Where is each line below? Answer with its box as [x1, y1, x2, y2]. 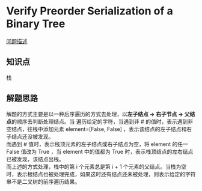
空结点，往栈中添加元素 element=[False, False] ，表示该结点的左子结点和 [6, 125, 187, 133]
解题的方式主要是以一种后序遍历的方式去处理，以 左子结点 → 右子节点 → [6, 110, 183, 118]
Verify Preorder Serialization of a [6, 4, 173, 18]
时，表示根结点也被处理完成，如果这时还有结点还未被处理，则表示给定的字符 [6, 170, 196, 178]
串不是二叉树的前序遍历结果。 [6, 178, 80, 185]
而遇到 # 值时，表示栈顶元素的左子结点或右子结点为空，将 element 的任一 [6, 140, 188, 148]
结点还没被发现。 [11, 133, 54, 140]
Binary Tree [6, 17, 66, 31]
